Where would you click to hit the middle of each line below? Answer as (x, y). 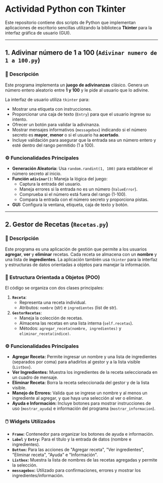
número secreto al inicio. (37, 174)
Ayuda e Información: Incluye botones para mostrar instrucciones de (81, 404)
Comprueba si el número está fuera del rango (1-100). (73, 194)
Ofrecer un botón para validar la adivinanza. (56, 124)
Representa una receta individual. (53, 302)
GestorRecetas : (27, 312)
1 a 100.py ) (23, 60)
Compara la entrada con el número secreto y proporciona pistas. (84, 199)
